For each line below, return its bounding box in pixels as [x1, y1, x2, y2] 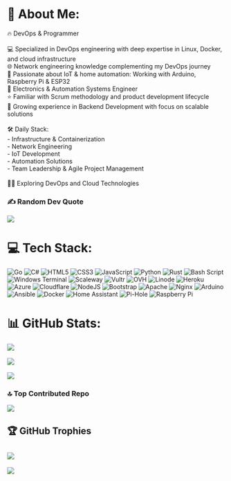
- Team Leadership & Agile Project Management [7, 164, 144, 173]
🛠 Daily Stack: [7, 125, 49, 133]
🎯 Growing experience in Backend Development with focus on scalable [7, 102, 209, 110]
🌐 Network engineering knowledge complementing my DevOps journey [7, 62, 211, 70]
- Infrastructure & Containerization [7, 134, 105, 143]
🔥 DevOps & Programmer [7, 29, 80, 37]
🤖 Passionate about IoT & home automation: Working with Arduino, [7, 69, 196, 78]
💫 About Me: [7, 6, 80, 22]
